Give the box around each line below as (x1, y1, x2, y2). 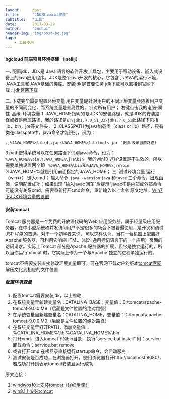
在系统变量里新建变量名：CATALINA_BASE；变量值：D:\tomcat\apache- (12, 299, 162, 305)
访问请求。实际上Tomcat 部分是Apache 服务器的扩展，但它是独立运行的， (5, 243, 158, 249)
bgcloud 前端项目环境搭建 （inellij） (5, 56, 80, 62)
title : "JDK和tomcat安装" (5, 12, 69, 17)
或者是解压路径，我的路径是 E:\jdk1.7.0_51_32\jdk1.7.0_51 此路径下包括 (9, 117, 159, 123)
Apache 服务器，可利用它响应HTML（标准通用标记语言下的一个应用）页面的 (5, 237, 163, 243)
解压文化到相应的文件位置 (5, 267, 58, 273)
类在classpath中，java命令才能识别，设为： (5, 129, 96, 135)
